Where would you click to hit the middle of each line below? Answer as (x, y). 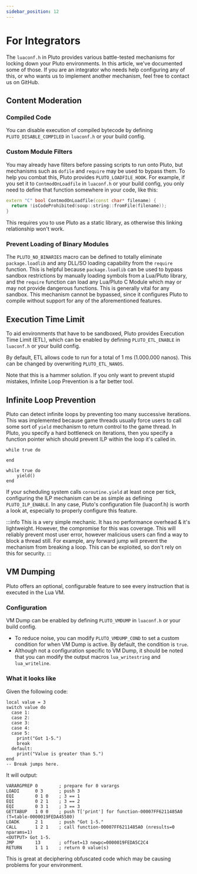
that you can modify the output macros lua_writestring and (87, 657)
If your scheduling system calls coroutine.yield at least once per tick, (91, 492)
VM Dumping (31, 572)
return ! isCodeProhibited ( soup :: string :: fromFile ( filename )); (89, 206)
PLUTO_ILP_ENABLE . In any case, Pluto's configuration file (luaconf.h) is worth (98, 504)
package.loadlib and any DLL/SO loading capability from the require (89, 263)
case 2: (21, 718)
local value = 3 (26, 702)
